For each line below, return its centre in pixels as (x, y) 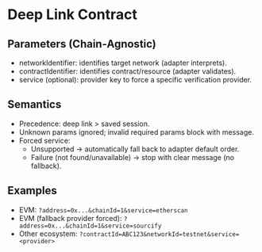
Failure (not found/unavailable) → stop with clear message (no (133, 157)
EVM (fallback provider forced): (70, 218)
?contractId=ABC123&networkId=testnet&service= (159, 234)
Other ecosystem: (48, 233)
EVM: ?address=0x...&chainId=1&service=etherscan (103, 210)
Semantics (35, 105)
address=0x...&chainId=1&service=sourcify (90, 226)
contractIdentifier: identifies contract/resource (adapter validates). (127, 71)
